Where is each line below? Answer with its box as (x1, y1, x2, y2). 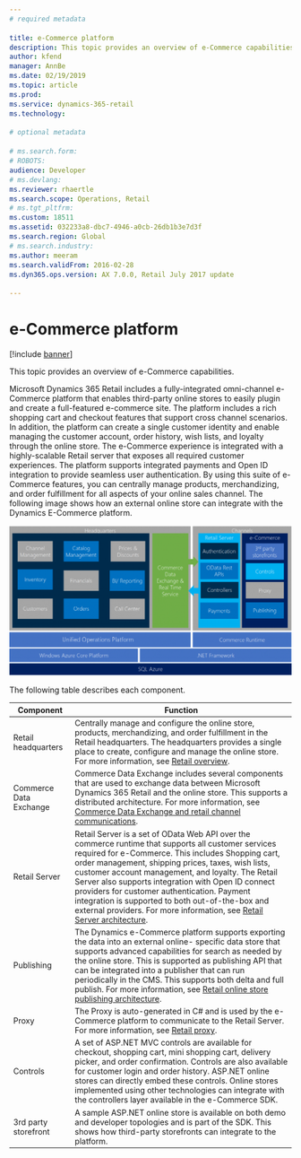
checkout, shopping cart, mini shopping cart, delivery (74, 1047, 271, 1058)
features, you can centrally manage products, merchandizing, (52, 479, 279, 490)
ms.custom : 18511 (9, 213, 74, 222)
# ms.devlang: (9, 175, 63, 184)
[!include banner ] (9, 349, 73, 360)
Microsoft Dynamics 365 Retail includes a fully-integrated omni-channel (9, 384, 275, 395)
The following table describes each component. (9, 684, 186, 695)
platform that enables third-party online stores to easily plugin (52, 393, 280, 404)
